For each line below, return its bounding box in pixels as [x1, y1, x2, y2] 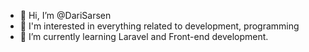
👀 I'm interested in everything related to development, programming [19, 20, 300, 32]
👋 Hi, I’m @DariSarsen [19, 10, 112, 21]
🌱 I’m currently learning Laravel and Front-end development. [19, 31, 269, 42]
